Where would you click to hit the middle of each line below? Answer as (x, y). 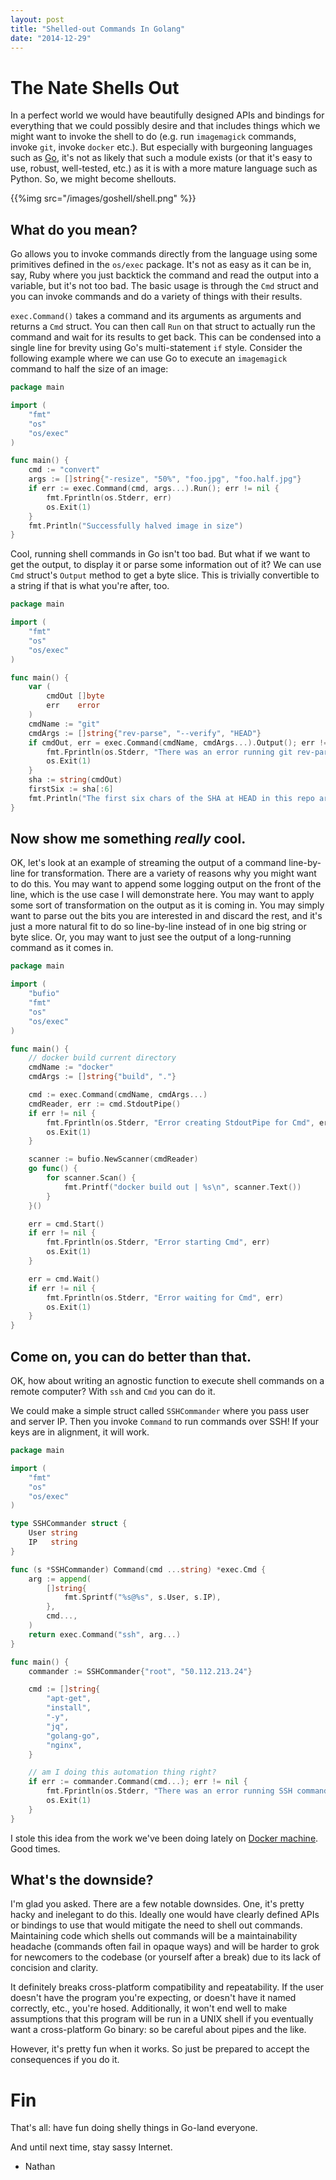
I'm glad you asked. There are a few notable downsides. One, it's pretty (157, 1904)
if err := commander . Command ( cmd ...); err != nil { (138, 1782)
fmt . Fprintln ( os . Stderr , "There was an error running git (169, 752)
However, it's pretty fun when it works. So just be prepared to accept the (160, 2049)
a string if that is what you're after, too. (90, 586)
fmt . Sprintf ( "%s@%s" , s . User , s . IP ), (142, 1597)
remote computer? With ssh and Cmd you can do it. (113, 1391)
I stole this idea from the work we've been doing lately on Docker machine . (164, 1838)
